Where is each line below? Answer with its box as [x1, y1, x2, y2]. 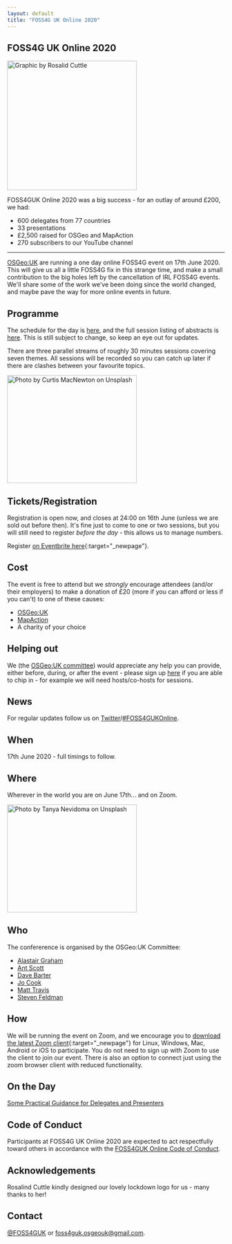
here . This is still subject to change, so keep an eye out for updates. [7, 333, 200, 342]
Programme [7, 308, 59, 320]
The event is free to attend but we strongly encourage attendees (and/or [7, 580, 213, 588]
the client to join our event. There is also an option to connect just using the [7, 1053, 222, 1062]
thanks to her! [7, 1190, 47, 1198]
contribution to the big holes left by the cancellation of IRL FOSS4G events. [7, 273, 221, 282]
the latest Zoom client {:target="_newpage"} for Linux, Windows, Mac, [7, 1038, 206, 1047]
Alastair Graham [17, 956, 64, 964]
